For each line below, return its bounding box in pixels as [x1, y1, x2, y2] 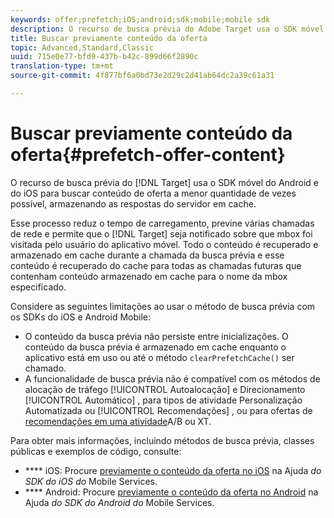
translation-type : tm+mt [10, 61, 114, 71]
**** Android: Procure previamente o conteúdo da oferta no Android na [24, 486, 319, 498]
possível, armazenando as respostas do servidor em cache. [10, 197, 257, 210]
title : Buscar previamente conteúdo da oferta [10, 33, 208, 43]
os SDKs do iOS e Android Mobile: [10, 311, 151, 323]
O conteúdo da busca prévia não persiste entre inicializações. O [24, 330, 289, 342]
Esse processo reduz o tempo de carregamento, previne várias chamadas [10, 217, 315, 229]
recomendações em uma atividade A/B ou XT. [24, 415, 212, 427]
